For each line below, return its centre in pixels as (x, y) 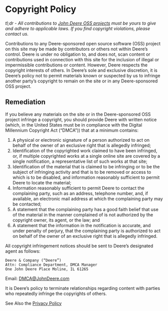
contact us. (17, 34)
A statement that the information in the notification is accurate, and (81, 225)
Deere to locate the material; (42, 182)
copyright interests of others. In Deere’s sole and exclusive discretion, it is (81, 70)
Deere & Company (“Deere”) (33, 260)
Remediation (26, 102)
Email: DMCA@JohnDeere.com (37, 278)
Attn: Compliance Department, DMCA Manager (51, 265)
